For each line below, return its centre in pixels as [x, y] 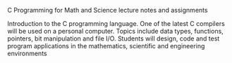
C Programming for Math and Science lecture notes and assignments [108, 10]
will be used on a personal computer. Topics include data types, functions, [115, 31]
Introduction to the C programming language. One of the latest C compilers [116, 23]
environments [27, 53]
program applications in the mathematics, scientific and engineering [106, 46]
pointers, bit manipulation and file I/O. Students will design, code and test [114, 38]
